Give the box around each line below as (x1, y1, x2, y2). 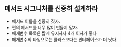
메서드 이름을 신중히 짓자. (11, 18, 60, 24)
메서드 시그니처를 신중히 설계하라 (4, 4, 98, 13)
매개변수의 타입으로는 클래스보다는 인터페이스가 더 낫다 (11, 36, 117, 42)
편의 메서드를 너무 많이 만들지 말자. (11, 24, 79, 30)
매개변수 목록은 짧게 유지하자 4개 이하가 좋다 (11, 31, 97, 36)
